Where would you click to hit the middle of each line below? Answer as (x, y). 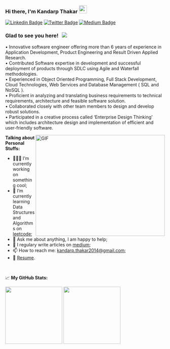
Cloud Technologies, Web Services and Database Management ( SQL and (82, 84)
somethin (22, 180)
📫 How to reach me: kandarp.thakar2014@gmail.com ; (69, 250)
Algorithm (23, 223)
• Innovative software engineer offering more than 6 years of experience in (83, 47)
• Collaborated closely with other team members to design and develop (80, 106)
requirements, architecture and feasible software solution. (66, 101)
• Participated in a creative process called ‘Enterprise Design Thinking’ (79, 117)
